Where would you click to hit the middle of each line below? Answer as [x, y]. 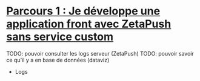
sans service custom [60, 37]
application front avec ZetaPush [89, 24]
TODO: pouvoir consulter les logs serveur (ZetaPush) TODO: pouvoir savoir [100, 53]
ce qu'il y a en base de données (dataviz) [58, 60]
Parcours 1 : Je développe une [83, 11]
